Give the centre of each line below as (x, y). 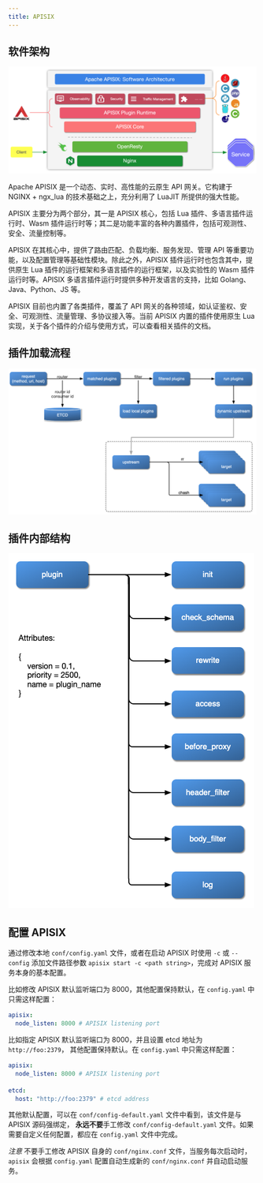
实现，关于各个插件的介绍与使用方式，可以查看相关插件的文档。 (111, 326)
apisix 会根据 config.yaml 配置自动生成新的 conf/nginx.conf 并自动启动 (125, 1161)
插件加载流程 (39, 353)
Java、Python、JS (39, 290)
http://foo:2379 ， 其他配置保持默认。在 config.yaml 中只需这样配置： (122, 1049)
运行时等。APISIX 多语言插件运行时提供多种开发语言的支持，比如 (113, 279)
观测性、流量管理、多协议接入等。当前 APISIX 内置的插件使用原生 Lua (142, 316)
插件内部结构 (39, 539)
